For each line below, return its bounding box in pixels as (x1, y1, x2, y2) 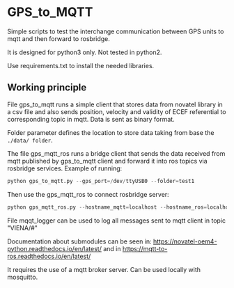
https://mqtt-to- (122, 244, 168, 253)
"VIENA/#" (7, 223, 38, 232)
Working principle (7, 81, 87, 94)
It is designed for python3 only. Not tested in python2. (7, 48, 162, 56)
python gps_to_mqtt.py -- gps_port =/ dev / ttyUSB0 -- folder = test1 (7, 177, 195, 184)
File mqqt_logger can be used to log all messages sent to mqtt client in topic (7, 216, 226, 225)
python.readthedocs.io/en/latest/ (7, 244, 102, 253)
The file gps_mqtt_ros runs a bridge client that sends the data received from (7, 149, 226, 157)
